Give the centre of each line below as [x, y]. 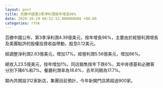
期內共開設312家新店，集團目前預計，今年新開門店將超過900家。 [70, 81]
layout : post [18, 9]
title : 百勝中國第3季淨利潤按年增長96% [41, 14]
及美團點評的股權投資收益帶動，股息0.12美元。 [52, 44]
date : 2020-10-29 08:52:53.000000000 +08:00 [51, 18]
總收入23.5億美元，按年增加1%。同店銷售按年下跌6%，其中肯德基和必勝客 [80, 64]
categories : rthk [23, 23]
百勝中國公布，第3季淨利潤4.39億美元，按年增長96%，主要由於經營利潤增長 [82, 37]
